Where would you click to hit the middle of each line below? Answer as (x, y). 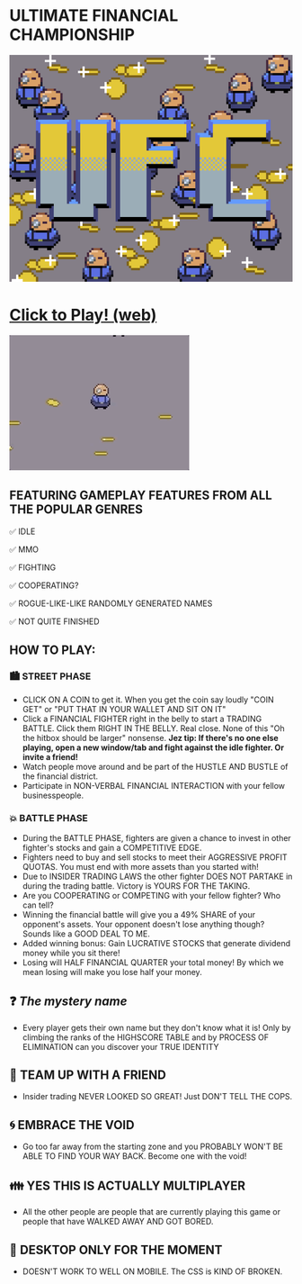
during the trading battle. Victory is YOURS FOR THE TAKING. (136, 886)
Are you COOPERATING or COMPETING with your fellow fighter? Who (151, 895)
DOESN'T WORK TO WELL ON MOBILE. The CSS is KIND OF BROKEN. (152, 1271)
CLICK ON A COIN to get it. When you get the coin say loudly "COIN (148, 700)
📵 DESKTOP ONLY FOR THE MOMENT (116, 1249)
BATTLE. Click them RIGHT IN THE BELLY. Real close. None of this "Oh (153, 728)
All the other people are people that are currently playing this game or (151, 1212)
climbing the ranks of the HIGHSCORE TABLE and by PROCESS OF (146, 1037)
